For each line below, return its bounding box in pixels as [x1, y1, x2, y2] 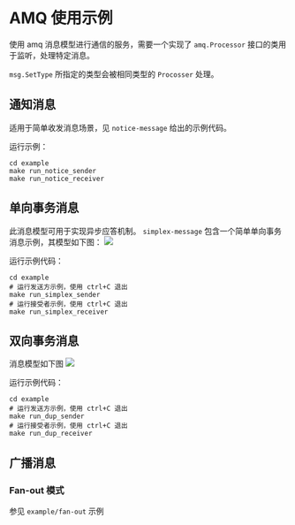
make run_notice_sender [9, 166, 97, 175]
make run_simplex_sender [9, 290, 101, 299]
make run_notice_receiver [9, 174, 104, 183]
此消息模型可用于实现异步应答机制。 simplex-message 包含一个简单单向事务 [9, 225, 283, 236]
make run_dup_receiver [9, 430, 93, 438]
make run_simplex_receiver [9, 307, 109, 316]
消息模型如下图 [9, 359, 64, 369]
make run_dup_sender [9, 412, 86, 421]
